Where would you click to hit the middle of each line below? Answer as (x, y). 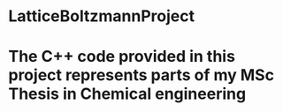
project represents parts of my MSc (141, 75)
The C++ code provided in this (122, 57)
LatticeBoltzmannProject (102, 16)
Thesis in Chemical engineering (127, 94)
